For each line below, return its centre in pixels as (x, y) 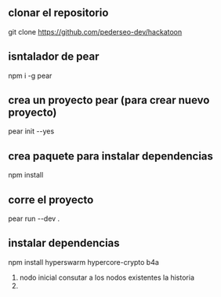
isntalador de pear (54, 57)
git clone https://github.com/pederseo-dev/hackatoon (95, 31)
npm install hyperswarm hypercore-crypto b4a (83, 262)
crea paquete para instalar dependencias (111, 156)
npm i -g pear (30, 75)
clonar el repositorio (58, 13)
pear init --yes (31, 131)
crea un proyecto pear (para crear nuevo (109, 100)
